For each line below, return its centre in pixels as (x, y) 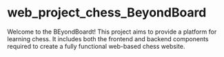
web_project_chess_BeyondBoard (107, 13)
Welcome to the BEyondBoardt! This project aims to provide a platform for (112, 32)
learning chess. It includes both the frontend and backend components (108, 38)
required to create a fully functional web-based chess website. (96, 46)
